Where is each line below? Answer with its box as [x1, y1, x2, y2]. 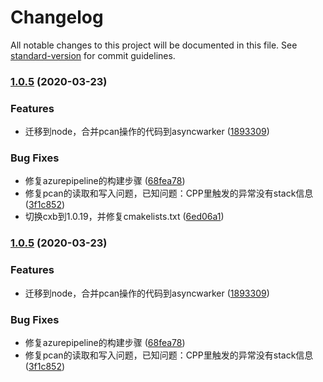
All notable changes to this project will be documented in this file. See [10, 39, 298, 51]
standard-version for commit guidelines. [10, 49, 176, 61]
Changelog [10, 6, 104, 29]
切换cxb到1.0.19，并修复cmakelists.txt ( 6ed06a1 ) [24, 211, 225, 223]
